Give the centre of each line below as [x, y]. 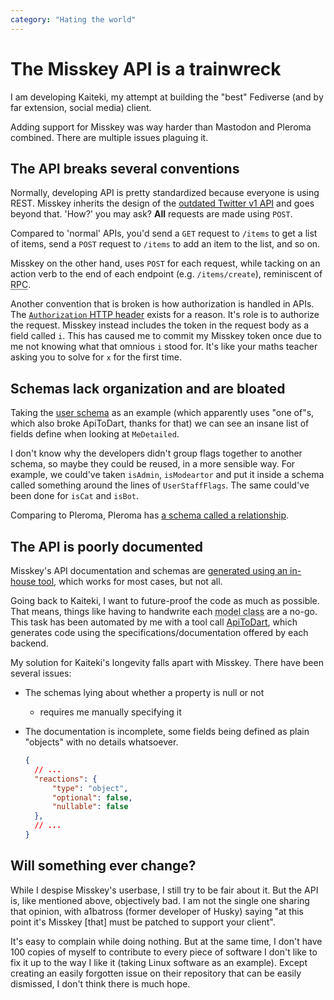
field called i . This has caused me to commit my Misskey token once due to [166, 336]
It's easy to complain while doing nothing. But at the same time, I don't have [166, 941]
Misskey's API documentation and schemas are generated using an [149, 570]
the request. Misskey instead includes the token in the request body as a [160, 325]
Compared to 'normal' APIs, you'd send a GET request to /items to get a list [164, 233]
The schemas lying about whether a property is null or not [144, 692]
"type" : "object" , [90, 788]
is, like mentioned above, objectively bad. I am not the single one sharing [160, 900]
